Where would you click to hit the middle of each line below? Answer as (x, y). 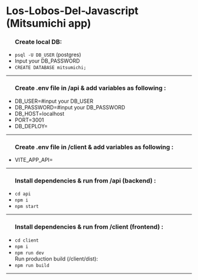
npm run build (32, 265)
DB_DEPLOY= (31, 126)
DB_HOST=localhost (39, 113)
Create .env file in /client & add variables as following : (94, 147)
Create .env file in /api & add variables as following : (90, 88)
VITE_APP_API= (34, 160)
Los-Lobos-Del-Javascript (72, 11)
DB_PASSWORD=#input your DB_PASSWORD (70, 107)
